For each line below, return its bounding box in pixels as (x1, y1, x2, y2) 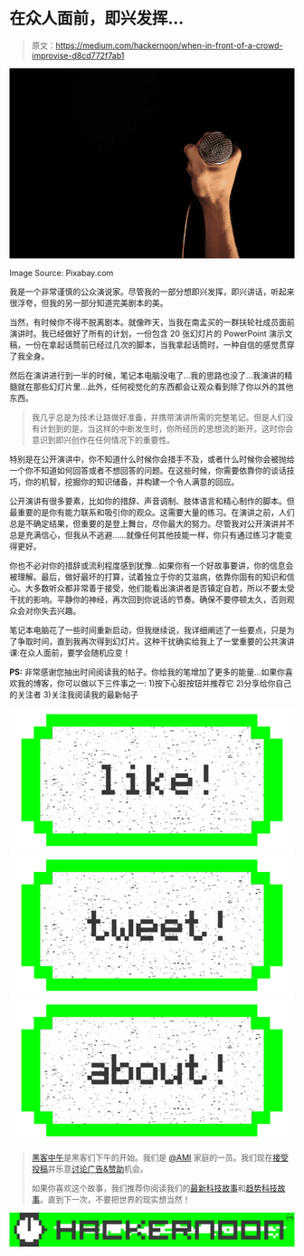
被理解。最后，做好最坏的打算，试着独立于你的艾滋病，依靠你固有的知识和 (9, 571, 287, 582)
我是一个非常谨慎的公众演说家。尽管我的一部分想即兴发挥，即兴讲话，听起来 (9, 286, 295, 297)
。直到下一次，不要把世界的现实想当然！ (39, 1194, 191, 1204)
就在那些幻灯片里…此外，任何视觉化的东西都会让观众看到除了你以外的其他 (16, 381, 294, 392)
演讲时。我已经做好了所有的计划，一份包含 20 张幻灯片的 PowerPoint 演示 (9, 328, 285, 340)
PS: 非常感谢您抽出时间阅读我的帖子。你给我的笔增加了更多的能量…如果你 (9, 666, 285, 677)
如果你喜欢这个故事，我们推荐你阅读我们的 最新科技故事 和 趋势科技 (31, 1183, 278, 1194)
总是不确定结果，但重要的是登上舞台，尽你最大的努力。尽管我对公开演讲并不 (9, 518, 295, 530)
